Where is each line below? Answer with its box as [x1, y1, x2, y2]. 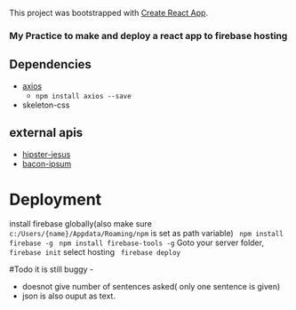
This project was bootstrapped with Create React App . [9, 8, 209, 18]
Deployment [9, 189, 102, 210]
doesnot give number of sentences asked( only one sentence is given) [21, 282, 281, 292]
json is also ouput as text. [21, 290, 116, 301]
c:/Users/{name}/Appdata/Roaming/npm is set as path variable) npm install [9, 228, 284, 239]
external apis [9, 125, 84, 140]
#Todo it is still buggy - [9, 264, 94, 274]
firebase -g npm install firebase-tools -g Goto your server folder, [9, 237, 265, 248]
